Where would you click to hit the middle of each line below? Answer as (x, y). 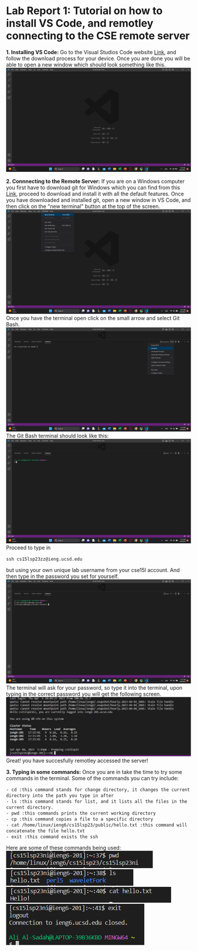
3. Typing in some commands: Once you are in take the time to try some (94, 772)
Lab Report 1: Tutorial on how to (84, 11)
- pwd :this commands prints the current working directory (81, 813)
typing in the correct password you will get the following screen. (84, 694)
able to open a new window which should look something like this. (86, 64)
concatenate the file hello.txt (45, 831)
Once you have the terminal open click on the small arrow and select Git (93, 318)
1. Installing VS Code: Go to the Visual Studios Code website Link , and (91, 52)
